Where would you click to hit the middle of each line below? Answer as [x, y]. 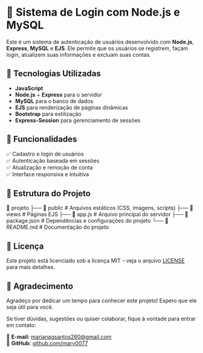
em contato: [21, 325]
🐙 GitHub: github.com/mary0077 [47, 343]
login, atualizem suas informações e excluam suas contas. [79, 54]
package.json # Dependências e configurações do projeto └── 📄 [88, 221]
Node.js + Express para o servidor [58, 94]
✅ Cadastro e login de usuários [45, 154]
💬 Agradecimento [40, 286]
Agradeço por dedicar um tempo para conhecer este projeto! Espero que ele [101, 301]
